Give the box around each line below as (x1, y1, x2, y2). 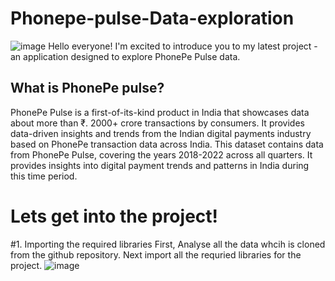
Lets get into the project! (10, 205, 218, 227)
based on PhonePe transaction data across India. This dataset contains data (10, 138, 324, 150)
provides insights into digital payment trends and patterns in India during (10, 159, 310, 171)
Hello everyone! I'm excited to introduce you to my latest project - (48, 40, 318, 52)
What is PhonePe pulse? (10, 80, 165, 97)
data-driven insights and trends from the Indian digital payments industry (10, 127, 312, 139)
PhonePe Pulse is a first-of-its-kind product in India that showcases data (10, 106, 310, 118)
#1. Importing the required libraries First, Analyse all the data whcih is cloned (10, 238, 326, 250)
